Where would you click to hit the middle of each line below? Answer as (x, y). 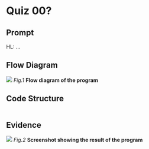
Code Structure (35, 99)
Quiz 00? (29, 11)
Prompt (20, 33)
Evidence (24, 125)
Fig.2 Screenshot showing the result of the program (78, 140)
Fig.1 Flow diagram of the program (56, 80)
